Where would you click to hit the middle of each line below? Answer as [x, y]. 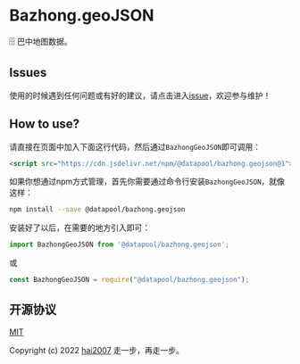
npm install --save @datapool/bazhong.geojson [97, 210]
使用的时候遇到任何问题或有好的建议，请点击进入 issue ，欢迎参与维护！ [140, 95]
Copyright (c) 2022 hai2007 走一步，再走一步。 [97, 350]
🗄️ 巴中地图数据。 [41, 41]
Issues [28, 73]
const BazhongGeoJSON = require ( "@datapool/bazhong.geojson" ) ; [129, 280]
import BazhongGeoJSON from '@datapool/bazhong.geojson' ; [119, 245]
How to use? [45, 124]
